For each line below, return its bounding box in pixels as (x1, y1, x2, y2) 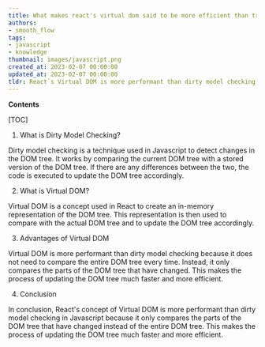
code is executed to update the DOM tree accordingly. (8, 171, 185, 180)
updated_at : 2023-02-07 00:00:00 (8, 70, 118, 78)
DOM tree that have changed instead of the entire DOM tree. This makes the (8, 321, 256, 330)
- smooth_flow (8, 26, 55, 34)
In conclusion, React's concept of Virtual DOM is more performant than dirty (8, 304, 256, 314)
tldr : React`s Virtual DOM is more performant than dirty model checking (8, 77, 256, 85)
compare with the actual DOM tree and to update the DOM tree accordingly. (8, 218, 255, 228)
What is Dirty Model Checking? (19, 130, 121, 139)
